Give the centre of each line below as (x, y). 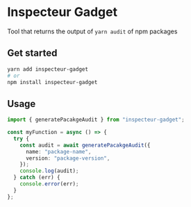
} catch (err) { (37, 178)
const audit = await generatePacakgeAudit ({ (85, 145)
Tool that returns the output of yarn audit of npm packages (92, 31)
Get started (32, 53)
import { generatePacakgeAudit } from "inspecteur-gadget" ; (96, 120)
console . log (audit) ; (49, 171)
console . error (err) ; (49, 184)
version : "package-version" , (68, 158)
